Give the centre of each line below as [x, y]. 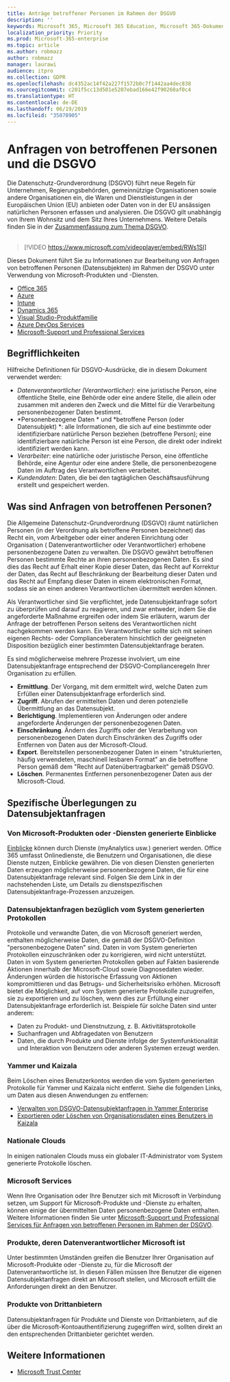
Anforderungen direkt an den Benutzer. [62, 1287]
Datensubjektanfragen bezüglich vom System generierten [106, 909]
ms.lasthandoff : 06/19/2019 [47, 109]
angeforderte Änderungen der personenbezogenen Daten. [100, 723]
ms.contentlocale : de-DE [42, 103]
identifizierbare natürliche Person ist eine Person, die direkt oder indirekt [119, 441]
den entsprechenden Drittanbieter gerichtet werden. [81, 1334]
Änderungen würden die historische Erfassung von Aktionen [92, 976]
